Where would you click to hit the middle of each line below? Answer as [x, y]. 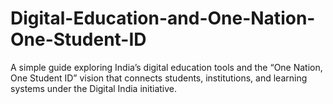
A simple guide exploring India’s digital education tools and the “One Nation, [166, 67]
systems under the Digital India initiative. [94, 88]
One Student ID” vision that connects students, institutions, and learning [159, 78]
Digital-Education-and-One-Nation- [163, 18]
